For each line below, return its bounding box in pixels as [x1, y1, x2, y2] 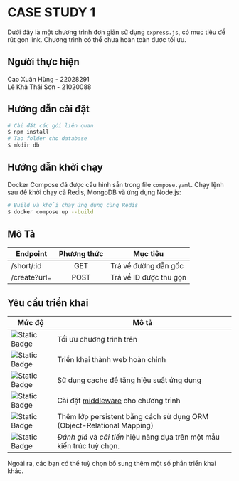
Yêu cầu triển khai [7, 297, 89, 309]
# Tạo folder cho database [7, 135, 87, 142]
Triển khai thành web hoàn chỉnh [56, 355, 166, 365]
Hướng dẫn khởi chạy [7, 162, 103, 174]
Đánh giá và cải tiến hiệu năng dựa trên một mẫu [56, 432, 221, 442]
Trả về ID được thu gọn [110, 273, 187, 282]
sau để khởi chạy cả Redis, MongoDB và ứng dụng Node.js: [7, 188, 181, 196]
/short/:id [11, 261, 42, 271]
